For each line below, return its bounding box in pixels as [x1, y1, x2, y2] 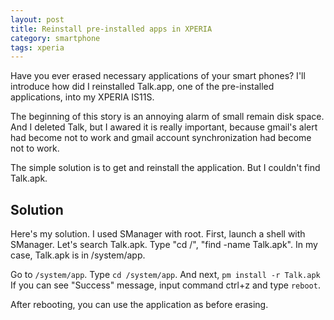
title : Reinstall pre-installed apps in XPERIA [10, 24, 213, 34]
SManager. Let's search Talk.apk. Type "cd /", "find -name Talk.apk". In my [10, 239, 318, 251]
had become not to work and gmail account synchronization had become [10, 132, 312, 144]
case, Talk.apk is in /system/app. [10, 249, 146, 261]
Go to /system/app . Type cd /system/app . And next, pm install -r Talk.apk [10, 269, 321, 281]
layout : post [10, 14, 65, 25]
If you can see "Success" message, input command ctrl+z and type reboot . [10, 279, 321, 291]
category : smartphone [10, 33, 101, 43]
